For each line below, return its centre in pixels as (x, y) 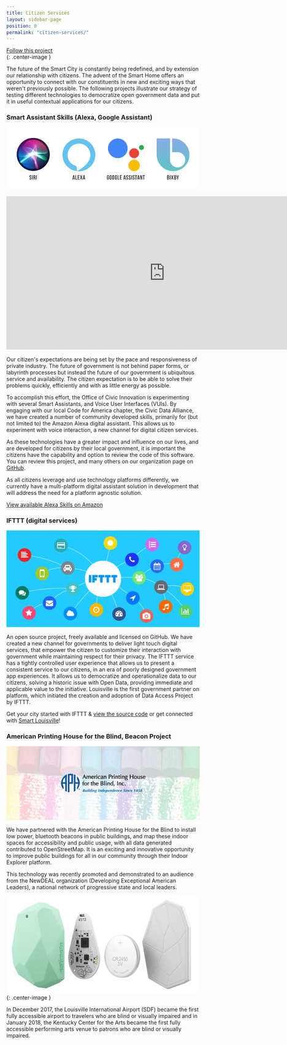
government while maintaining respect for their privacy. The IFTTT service (100, 657)
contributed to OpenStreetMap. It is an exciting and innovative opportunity (100, 849)
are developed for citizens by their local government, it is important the (96, 448)
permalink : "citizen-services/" (48, 33)
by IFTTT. (18, 702)
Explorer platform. (29, 862)
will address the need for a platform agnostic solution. (75, 492)
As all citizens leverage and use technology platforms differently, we (93, 480)
